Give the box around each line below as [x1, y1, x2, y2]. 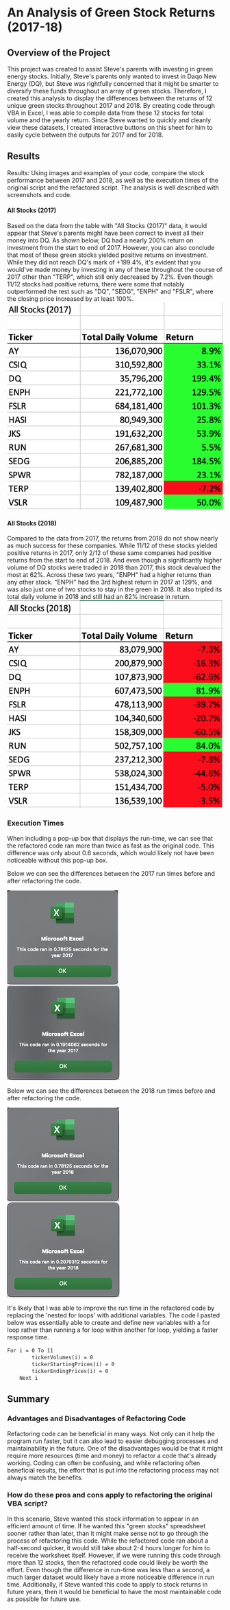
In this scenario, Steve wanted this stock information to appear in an [7, 1515, 199, 1523]
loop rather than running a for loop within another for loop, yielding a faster [7, 1326, 218, 1334]
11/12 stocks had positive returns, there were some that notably [7, 280, 185, 288]
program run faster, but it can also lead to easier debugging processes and [7, 1437, 218, 1445]
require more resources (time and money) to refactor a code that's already [7, 1451, 217, 1460]
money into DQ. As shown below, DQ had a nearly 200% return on [7, 236, 194, 245]
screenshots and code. [7, 190, 72, 199]
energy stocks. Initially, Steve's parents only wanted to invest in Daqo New [7, 72, 217, 80]
